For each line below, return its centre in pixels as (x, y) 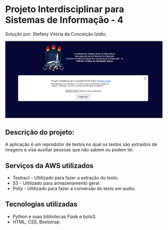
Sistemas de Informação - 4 (64, 20)
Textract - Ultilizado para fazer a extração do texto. (66, 178)
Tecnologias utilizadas (41, 205)
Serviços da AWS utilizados (50, 166)
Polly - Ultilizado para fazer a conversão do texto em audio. (74, 188)
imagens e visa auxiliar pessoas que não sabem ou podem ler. (70, 150)
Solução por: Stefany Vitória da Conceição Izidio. (56, 34)
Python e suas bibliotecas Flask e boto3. (54, 216)
